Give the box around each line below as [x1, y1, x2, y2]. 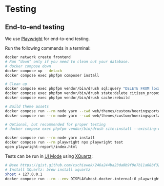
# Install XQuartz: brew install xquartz [5, 167, 91, 172]
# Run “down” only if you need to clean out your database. [5, 59, 130, 64]
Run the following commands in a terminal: [5, 45, 91, 51]
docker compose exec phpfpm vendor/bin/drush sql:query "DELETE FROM [5, 86, 150, 91]
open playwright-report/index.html [5, 145, 78, 149]
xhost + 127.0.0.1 [5, 172, 42, 177]
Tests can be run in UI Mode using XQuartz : [5, 153, 93, 159]
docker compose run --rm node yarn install [5, 135, 95, 140]
